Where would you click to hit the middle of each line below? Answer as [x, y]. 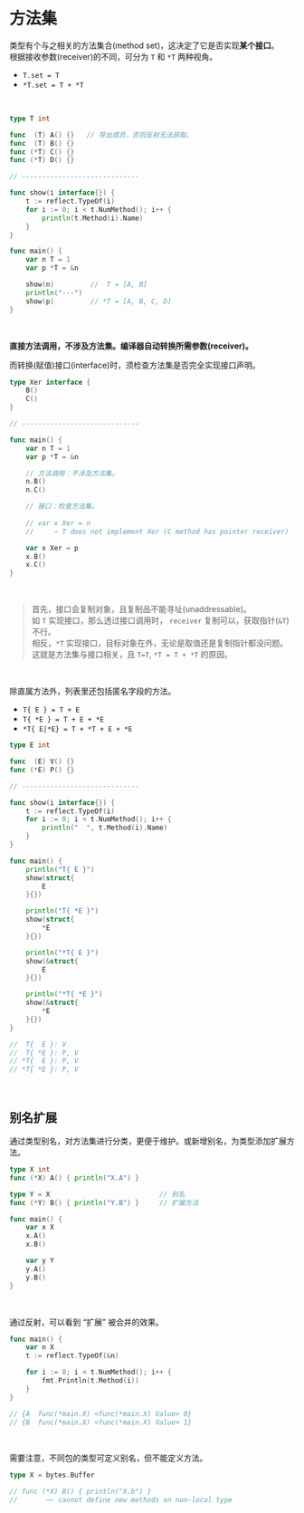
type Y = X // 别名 [97, 1194]
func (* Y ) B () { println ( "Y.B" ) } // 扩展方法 [104, 1202]
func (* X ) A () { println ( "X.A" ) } [75, 1178]
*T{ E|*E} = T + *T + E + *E [77, 730]
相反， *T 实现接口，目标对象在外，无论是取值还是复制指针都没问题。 [160, 643]
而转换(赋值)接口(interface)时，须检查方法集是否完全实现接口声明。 [135, 365]
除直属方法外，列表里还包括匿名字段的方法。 [93, 691]
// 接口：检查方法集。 [62, 507]
